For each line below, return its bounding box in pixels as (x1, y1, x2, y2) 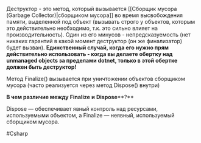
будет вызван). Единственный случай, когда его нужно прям (6, 44, 169, 51)
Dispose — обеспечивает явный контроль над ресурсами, (6, 105, 158, 112)
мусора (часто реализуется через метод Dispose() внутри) (6, 82, 160, 89)
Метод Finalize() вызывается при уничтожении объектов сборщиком (6, 75, 186, 82)
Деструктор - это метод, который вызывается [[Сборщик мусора (6, 5, 177, 12)
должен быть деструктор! (6, 63, 77, 71)
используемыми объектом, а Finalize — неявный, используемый (6, 112, 175, 119)
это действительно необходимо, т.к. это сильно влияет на (6, 24, 158, 32)
